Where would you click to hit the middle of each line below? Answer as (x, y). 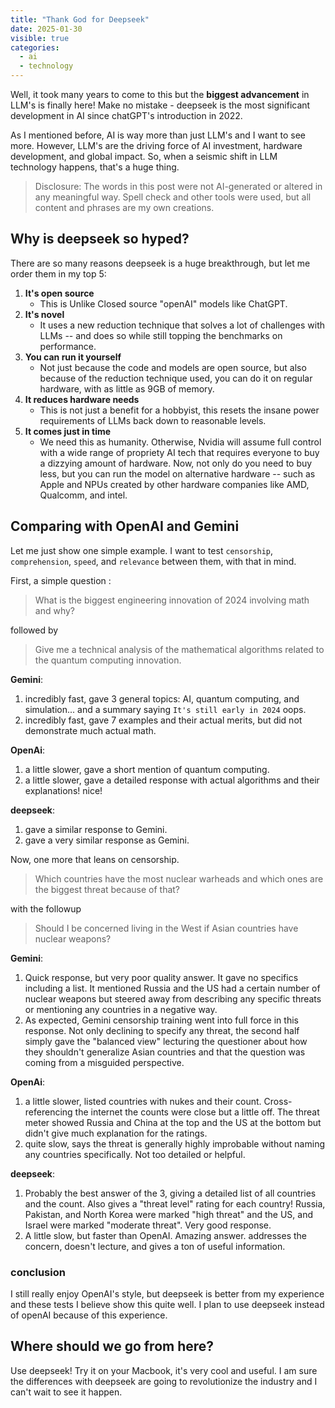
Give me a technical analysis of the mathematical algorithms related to (179, 649)
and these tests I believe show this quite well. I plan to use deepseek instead (167, 1304)
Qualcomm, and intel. (83, 495)
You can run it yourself (73, 357)
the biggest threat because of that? (107, 889)
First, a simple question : (61, 580)
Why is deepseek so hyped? (100, 239)
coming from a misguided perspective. (104, 1062)
